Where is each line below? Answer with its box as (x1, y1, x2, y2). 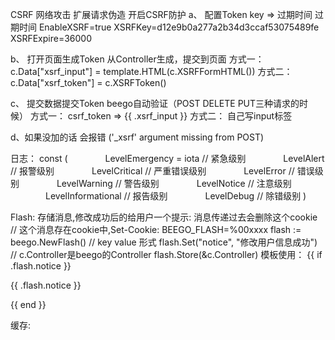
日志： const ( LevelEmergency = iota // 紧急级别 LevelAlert (10, 153, 325, 164)
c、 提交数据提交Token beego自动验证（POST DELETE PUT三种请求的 (10, 98, 300, 109)
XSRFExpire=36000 (10, 33, 92, 44)
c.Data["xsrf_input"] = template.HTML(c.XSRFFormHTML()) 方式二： (10, 66, 293, 77)
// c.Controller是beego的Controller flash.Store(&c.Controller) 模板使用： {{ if (10, 249, 323, 260)
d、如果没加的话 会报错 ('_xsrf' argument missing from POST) (10, 131, 265, 143)
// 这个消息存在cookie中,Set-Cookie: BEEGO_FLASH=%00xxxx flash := (10, 224, 302, 235)
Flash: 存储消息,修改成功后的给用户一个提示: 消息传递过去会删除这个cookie (10, 211, 318, 223)
